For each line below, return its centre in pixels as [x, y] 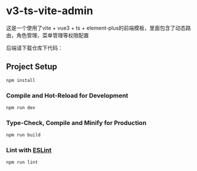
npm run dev [21, 107]
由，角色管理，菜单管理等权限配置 [47, 35]
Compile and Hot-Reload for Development [67, 96]
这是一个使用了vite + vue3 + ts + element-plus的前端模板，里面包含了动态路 [98, 28]
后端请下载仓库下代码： [35, 48]
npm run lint [22, 162]
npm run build [24, 135]
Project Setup [32, 67]
